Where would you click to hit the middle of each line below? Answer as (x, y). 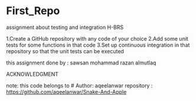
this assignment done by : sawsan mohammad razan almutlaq (81, 63)
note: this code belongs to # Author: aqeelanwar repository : (79, 85)
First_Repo (33, 11)
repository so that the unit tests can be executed (65, 51)
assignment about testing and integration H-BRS (65, 27)
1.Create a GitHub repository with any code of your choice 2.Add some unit (97, 38)
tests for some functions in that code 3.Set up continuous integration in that (98, 45)
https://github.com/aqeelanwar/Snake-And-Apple (66, 92)
